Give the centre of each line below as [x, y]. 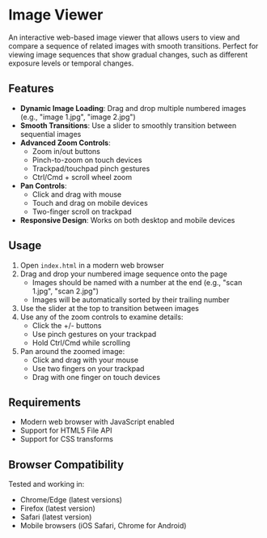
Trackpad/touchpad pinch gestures [91, 169]
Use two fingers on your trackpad [88, 368]
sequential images [51, 134]
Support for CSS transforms [66, 439]
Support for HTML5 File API [66, 430]
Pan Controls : [43, 186]
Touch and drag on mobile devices [90, 203]
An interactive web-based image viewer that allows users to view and [124, 37]
